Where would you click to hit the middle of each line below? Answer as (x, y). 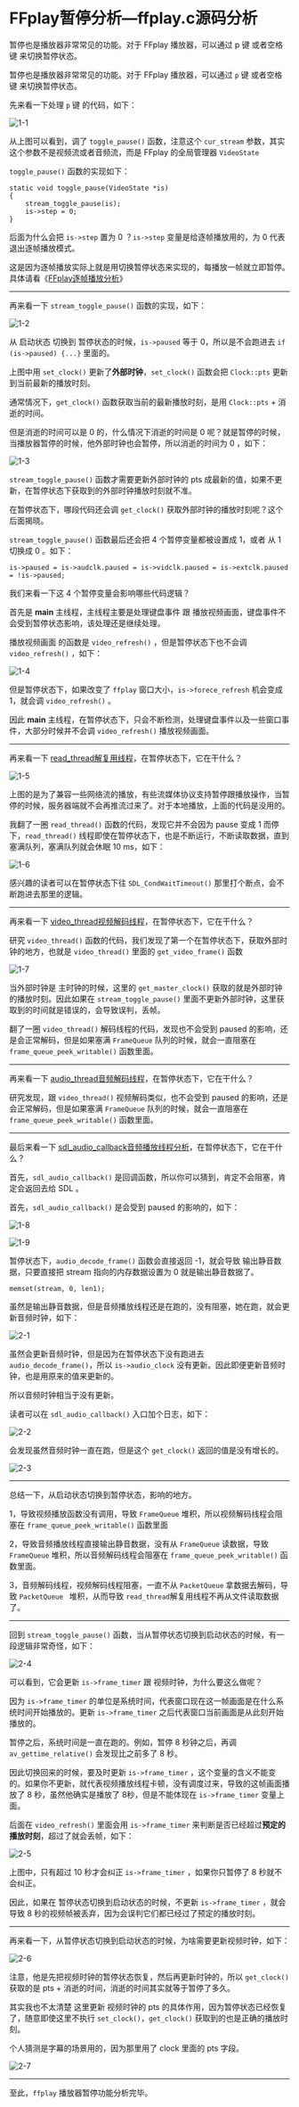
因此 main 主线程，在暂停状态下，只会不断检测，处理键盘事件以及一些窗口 (145, 720)
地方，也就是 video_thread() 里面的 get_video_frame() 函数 (133, 951)
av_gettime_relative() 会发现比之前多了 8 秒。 (96, 1753)
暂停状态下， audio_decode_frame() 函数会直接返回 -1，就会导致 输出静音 (141, 1260)
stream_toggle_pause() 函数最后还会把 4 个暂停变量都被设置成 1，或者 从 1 (145, 539)
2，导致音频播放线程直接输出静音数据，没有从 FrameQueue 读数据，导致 (139, 1543)
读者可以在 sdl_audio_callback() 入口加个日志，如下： (110, 1413)
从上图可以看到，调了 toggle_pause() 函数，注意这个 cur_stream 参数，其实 (147, 141)
